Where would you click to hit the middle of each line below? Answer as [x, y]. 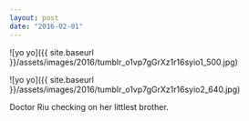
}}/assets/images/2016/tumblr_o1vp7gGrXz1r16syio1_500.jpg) [124, 62]
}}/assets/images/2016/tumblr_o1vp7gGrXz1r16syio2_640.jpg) [125, 89]
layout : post [34, 18]
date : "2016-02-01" [47, 26]
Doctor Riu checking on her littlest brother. [89, 106]
